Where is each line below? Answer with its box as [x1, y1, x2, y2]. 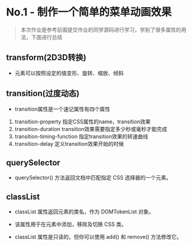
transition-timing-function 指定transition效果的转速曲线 [14, 133, 149, 140]
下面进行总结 [31, 33, 63, 40]
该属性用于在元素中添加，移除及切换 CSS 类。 [14, 221, 127, 228]
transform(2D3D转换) [6, 53, 87, 63]
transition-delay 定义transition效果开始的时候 [14, 140, 124, 147]
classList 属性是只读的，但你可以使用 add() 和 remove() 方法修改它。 [14, 234, 182, 241]
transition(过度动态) [6, 88, 80, 98]
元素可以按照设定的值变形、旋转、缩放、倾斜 [14, 69, 124, 76]
